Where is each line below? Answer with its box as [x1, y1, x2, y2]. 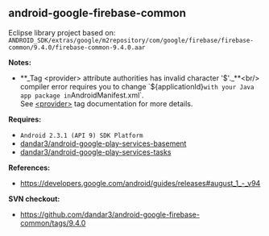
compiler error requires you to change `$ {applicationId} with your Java [19, 81, 255, 91]
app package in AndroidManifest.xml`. [19, 90, 144, 100]
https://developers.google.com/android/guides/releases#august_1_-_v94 [19, 178, 261, 188]
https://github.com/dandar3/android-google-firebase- [19, 209, 200, 219]
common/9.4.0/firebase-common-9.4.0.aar [8, 43, 147, 52]
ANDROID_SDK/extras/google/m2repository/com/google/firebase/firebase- [8, 36, 254, 44]
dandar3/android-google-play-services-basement [19, 139, 187, 148]
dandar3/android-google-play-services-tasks [19, 147, 172, 156]
